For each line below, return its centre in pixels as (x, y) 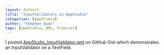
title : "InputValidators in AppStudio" (47, 14)
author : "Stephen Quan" (30, 24)
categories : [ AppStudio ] (31, 19)
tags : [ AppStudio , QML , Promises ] (41, 28)
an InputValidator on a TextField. (38, 48)
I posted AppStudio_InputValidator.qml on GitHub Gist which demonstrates (82, 42)
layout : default (22, 10)
